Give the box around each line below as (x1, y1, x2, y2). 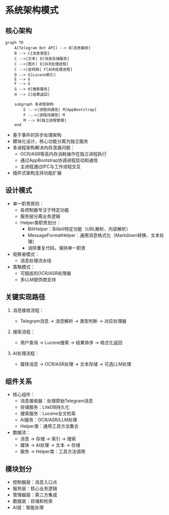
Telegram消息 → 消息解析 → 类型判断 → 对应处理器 (20, 318, 126, 324)
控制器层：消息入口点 (12, 479, 57, 485)
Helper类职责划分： (20, 219, 61, 225)
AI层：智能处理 (12, 504, 44, 510)
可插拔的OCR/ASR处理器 (20, 270, 71, 276)
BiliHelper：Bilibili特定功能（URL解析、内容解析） (27, 226, 131, 232)
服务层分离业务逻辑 (20, 213, 61, 219)
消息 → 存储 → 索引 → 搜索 (20, 436, 76, 442)
